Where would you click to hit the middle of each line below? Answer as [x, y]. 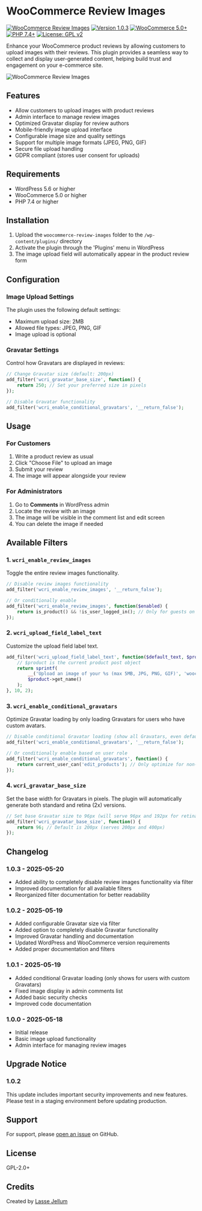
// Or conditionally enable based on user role [67, 753]
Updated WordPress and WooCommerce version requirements [92, 943]
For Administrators [34, 492]
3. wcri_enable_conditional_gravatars [62, 706]
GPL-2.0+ [18, 1168]
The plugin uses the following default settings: [64, 310]
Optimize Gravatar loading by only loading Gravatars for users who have [96, 719]
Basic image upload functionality [55, 1039]
